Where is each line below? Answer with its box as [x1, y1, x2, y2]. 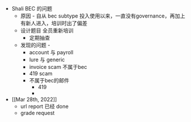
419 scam [29, 70, 53, 77]
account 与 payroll [29, 49, 74, 55]
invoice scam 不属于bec [29, 64, 87, 70]
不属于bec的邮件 [29, 77, 70, 83]
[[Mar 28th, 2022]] [11, 96, 57, 103]
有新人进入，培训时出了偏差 [20, 20, 88, 26]
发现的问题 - [20, 41, 50, 48]
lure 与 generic [29, 56, 66, 63]
